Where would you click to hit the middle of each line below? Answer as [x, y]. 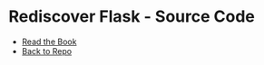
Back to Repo [47, 51]
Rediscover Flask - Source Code [132, 17]
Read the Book [49, 42]
